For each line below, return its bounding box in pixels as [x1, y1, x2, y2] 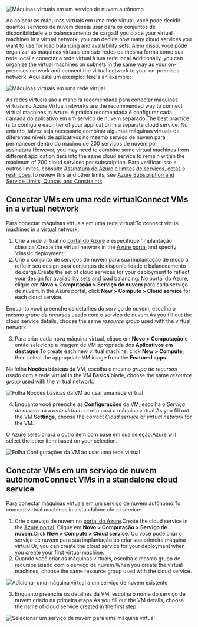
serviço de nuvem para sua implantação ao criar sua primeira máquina [14, 536, 186, 543]
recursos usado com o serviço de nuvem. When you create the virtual [14, 561, 183, 568]
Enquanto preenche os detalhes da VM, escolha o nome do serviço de [14, 590, 186, 598]
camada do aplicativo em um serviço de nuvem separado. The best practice [6, 115, 190, 122]
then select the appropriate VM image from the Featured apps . [14, 354, 168, 361]
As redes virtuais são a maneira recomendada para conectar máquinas [6, 96, 178, 103]
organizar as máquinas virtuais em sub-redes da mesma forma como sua [6, 48, 184, 55]
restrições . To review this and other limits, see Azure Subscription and [6, 171, 175, 178]
